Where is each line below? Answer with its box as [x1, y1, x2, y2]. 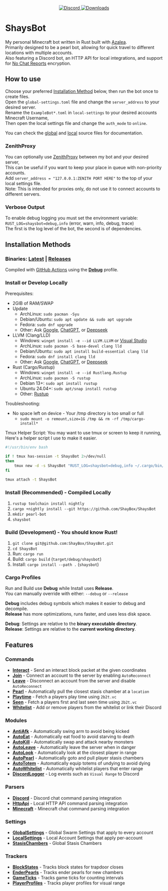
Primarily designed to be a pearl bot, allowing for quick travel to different [5, 44, 154, 50]
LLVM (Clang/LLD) [12, 332, 51, 338]
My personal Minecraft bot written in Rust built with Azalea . [5, 39, 127, 45]
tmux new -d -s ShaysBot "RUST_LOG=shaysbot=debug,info [14, 463, 133, 468]
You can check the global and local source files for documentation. [5, 130, 143, 136]
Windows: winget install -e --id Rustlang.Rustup [19, 370, 127, 376]
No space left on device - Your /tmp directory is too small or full [12, 410, 144, 416]
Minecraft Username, [5, 115, 49, 121]
